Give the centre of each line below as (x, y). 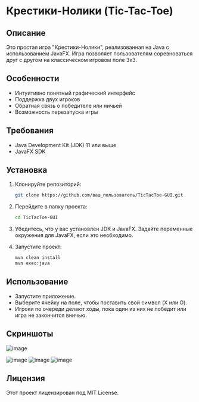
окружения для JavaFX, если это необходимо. (74, 235)
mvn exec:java (32, 263)
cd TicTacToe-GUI (36, 218)
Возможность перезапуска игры (56, 112)
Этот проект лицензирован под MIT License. (63, 393)
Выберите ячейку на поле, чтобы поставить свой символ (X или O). (101, 303)
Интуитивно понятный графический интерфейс (75, 93)
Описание (26, 33)
